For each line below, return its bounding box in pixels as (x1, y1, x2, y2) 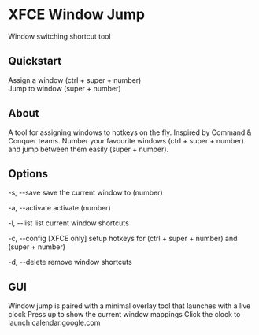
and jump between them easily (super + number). (8, 144, 169, 154)
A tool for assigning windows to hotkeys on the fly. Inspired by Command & (8, 128, 252, 137)
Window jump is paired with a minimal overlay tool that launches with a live (8, 301, 251, 311)
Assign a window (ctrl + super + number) (8, 75, 142, 84)
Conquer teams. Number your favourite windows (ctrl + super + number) (8, 136, 244, 145)
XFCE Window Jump (8, 6, 146, 24)
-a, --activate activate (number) (8, 203, 112, 213)
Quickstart (8, 54, 62, 68)
